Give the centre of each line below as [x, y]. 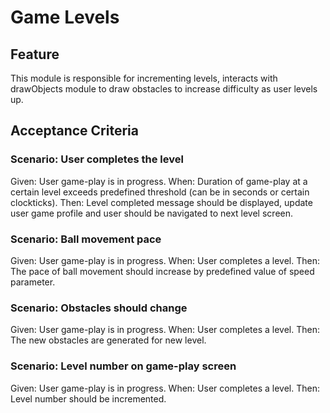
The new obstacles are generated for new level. [108, 340]
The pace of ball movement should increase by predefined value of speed [162, 271]
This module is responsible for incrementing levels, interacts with [144, 78]
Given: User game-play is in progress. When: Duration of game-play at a [159, 181]
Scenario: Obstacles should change [99, 308]
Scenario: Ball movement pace [86, 239]
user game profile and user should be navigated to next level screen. [152, 213]
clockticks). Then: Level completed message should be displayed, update [161, 202]
